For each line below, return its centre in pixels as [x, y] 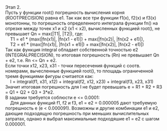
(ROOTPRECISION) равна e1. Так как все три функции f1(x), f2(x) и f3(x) [81, 18]
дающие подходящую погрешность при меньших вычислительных [77, 113]
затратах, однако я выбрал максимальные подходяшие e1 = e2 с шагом [82, 119]
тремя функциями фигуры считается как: [49, 76]
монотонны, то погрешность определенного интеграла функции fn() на [81, 23]
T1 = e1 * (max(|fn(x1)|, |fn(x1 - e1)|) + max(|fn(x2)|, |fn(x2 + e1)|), [77, 39]
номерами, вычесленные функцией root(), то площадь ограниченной [79, 71]
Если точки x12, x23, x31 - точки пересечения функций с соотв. [73, 65]
